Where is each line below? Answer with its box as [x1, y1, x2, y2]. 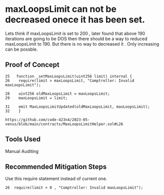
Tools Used [5, 135, 41, 143]
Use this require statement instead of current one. [5, 176, 108, 182]
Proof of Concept [5, 61, 60, 69]
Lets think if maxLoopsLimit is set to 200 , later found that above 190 [5, 30, 146, 36]
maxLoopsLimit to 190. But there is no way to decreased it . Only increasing [5, 41, 160, 47]
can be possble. [5, 46, 38, 52]
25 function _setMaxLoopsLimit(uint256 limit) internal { [5, 73, 133, 79]
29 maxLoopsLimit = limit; [5, 95, 68, 100]
